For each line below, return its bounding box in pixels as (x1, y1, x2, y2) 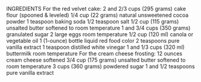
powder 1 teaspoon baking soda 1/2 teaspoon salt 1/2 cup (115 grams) (6, 18, 179, 25)
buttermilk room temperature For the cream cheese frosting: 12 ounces (6, 50, 183, 57)
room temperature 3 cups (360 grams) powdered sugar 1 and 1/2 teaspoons (6, 63, 195, 70)
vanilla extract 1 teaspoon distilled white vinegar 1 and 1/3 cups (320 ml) (6, 43, 185, 51)
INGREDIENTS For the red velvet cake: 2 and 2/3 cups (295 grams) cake (6, 5, 186, 12)
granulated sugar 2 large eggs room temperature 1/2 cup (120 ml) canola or (6, 31, 194, 38)
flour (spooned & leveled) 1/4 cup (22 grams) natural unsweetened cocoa (6, 11, 189, 19)
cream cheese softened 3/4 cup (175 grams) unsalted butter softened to (6, 57, 186, 63)
